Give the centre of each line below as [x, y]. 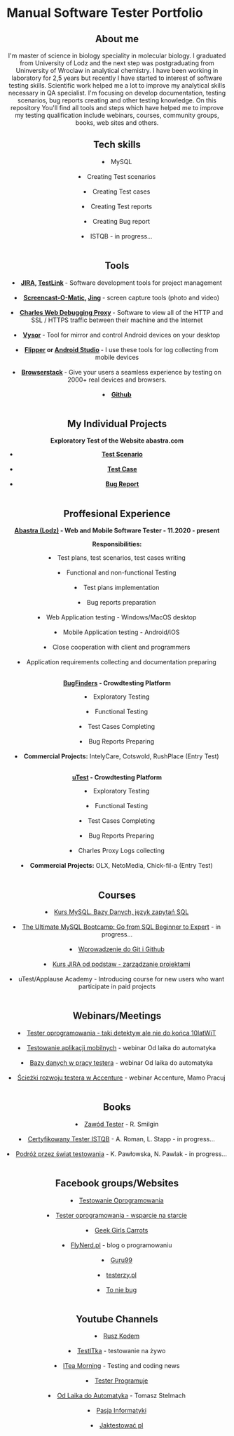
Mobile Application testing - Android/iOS [122, 632]
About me [117, 39]
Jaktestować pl [122, 1425]
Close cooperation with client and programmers [122, 647]
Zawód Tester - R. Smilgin [122, 1124]
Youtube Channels [117, 1319]
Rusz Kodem [122, 1336]
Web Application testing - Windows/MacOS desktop [121, 617]
